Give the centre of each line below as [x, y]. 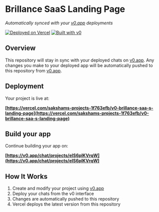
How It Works [26, 177]
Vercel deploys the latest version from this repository [66, 204]
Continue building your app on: [37, 146]
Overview [21, 48]
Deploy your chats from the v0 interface [53, 194]
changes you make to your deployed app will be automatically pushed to [79, 65]
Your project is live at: [27, 98]
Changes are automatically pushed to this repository [66, 199]
